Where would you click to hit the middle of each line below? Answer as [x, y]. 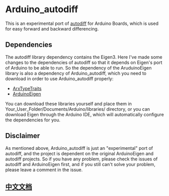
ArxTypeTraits [27, 88]
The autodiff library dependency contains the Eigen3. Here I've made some [84, 57]
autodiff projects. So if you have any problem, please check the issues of [81, 159]
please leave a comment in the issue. [44, 170]
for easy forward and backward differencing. [52, 28]
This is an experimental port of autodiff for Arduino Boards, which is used [82, 23]
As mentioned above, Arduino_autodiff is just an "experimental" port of [79, 148]
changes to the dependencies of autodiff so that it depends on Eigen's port [84, 62]
